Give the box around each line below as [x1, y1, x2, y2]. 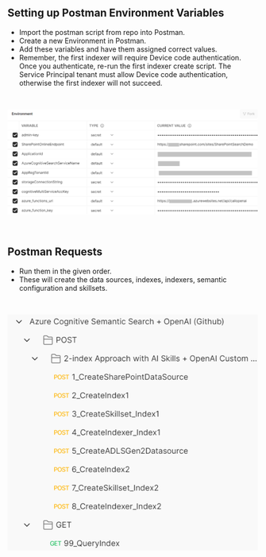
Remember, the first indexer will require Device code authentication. [18, 52, 241, 62]
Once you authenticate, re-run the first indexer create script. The [18, 61, 232, 71]
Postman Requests [7, 246, 103, 259]
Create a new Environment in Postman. [18, 36, 147, 45]
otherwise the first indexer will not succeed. [18, 78, 163, 87]
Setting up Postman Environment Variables [7, 6, 225, 20]
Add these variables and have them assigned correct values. [18, 44, 218, 54]
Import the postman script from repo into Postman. [18, 27, 186, 37]
